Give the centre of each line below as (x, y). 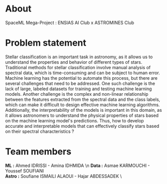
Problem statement (46, 43)
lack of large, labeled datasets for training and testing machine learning (78, 89)
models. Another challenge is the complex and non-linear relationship (77, 94)
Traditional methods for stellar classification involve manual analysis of (78, 67)
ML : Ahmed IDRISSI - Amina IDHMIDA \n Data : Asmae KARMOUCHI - (77, 165)
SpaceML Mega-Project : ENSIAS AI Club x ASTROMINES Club (70, 23)
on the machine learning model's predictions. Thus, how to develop (74, 120)
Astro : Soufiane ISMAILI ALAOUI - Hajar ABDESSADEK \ (63, 176)
